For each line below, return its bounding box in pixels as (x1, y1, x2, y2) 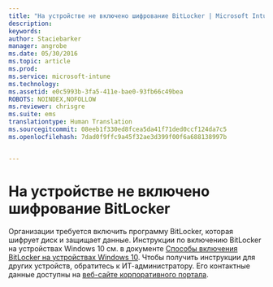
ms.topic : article (8, 58, 71, 66)
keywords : (8, 27, 42, 35)
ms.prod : (8, 65, 38, 73)
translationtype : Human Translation (8, 118, 132, 126)
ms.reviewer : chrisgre (8, 102, 85, 111)
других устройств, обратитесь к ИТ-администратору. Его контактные (8, 261, 250, 271)
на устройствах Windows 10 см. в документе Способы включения (8, 243, 238, 253)
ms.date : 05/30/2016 (8, 50, 79, 58)
